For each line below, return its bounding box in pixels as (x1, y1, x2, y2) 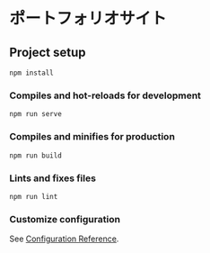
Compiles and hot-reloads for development (9, 89, 202, 102)
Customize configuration (9, 212, 121, 225)
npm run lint (9, 192, 58, 201)
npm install (9, 68, 54, 77)
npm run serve (9, 110, 63, 119)
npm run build (9, 150, 63, 160)
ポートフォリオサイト (9, 8, 168, 29)
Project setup (9, 44, 87, 59)
